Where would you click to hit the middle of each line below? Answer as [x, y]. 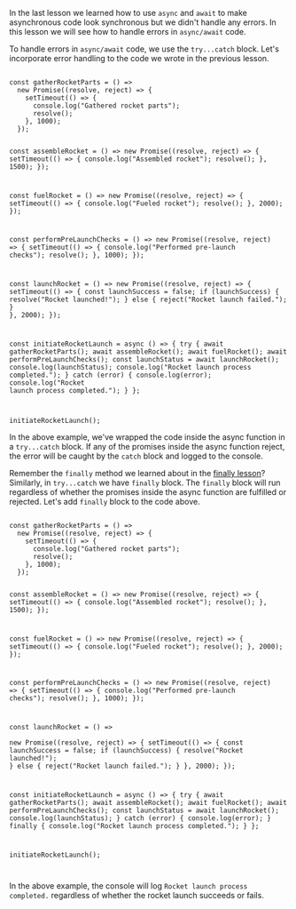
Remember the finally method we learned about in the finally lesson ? [137, 473]
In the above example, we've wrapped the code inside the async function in [147, 437]
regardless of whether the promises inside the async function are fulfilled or [148, 491]
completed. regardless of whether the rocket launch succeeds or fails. [136, 895]
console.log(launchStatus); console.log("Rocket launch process [130, 368]
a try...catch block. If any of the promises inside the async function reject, [147, 446]
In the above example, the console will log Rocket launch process [129, 885]
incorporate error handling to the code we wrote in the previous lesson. [139, 58]
